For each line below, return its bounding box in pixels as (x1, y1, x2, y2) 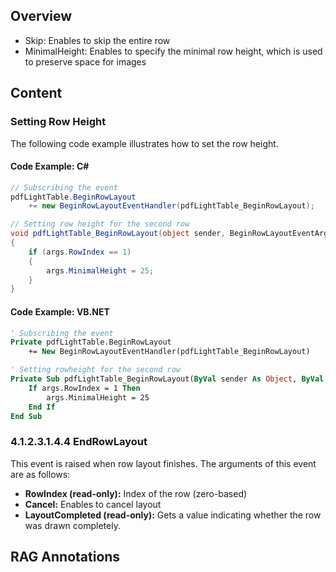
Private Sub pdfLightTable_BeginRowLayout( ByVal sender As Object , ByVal (10, 374, 325, 384)
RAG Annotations (10, 549, 121, 566)
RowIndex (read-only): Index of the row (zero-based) (24, 487, 248, 499)
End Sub (10, 411, 43, 421)
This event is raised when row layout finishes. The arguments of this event (10, 457, 317, 469)
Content (10, 85, 63, 102)
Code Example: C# (10, 160, 90, 173)
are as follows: (10, 468, 71, 480)
